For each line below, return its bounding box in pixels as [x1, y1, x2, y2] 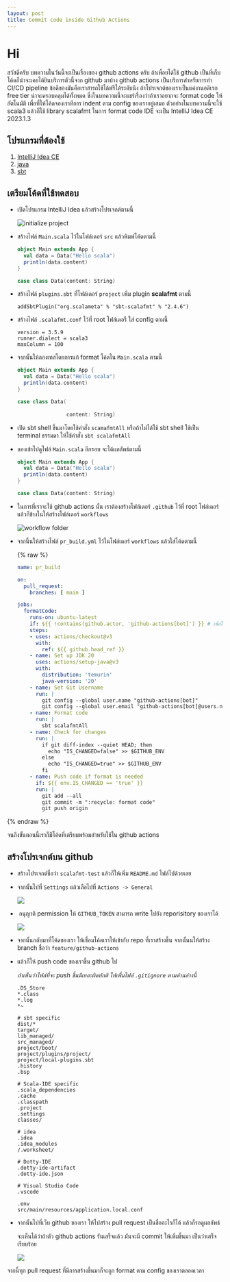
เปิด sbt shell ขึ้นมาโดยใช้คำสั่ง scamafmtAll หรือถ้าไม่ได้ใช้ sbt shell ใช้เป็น [16, 423, 200, 431]
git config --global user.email [42, 703, 134, 710]
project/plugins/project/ [16, 1051, 91, 1058]
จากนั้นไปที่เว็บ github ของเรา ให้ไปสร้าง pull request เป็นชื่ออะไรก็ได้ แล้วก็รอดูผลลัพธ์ [16, 1218, 220, 1227]
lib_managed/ [16, 1033, 55, 1040]
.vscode [16, 1189, 39, 1196]
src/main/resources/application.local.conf [16, 1207, 144, 1214]
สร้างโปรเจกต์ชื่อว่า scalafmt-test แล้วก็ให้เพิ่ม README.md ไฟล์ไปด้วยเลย [16, 869, 192, 877]
